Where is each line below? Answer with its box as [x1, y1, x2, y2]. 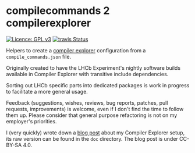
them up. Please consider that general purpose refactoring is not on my [6, 112, 178, 119]
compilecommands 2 [6, 4, 110, 17]
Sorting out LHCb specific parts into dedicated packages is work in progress [6, 81, 190, 88]
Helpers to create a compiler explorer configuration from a [6, 47, 146, 54]
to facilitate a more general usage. [6, 88, 88, 95]
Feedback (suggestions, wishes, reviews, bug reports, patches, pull [6, 99, 168, 106]
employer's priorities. [6, 118, 57, 124]
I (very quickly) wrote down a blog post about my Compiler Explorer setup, [6, 129, 185, 136]
